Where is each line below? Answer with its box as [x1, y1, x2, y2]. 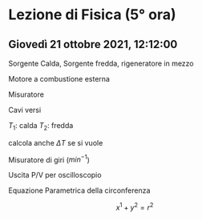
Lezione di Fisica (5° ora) [8, 6, 176, 24]
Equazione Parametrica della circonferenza [8, 186, 151, 195]
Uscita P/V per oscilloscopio [8, 170, 102, 180]
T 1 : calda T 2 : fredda [8, 121, 74, 132]
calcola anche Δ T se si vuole [8, 138, 103, 147]
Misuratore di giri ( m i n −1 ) [8, 154, 91, 165]
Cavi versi [8, 106, 42, 114]
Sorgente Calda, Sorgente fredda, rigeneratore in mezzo [8, 58, 194, 68]
